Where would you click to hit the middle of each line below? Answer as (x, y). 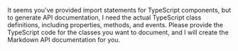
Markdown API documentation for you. (64, 40)
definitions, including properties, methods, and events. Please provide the (115, 25)
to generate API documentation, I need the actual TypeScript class (104, 17)
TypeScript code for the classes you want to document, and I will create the (118, 32)
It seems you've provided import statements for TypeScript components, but (119, 10)
